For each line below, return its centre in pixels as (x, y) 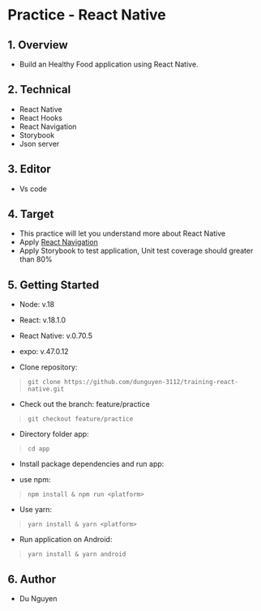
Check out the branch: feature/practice (85, 404)
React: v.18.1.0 (43, 320)
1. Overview (38, 45)
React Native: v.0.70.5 (56, 336)
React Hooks (41, 117)
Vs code (33, 189)
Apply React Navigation (58, 242)
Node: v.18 (36, 305)
